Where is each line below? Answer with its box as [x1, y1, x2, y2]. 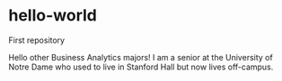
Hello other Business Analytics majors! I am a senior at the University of [8, 52, 273, 62]
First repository [8, 35, 65, 45]
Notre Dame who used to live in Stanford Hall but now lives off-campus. [8, 61, 274, 72]
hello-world [8, 5, 98, 26]
